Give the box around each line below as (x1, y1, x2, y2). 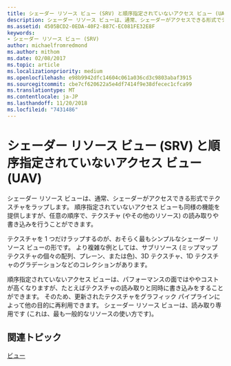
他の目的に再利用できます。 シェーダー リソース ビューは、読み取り (24, 301, 216, 309)
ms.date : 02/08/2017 (7, 55, 67, 62)
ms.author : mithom (7, 49, 60, 56)
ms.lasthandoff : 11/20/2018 (7, 100, 88, 107)
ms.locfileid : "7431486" (7, 106, 78, 113)
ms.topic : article (7, 61, 60, 68)
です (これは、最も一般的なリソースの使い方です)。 (12, 309, 158, 318)
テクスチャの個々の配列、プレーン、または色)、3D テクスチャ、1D (7, 252, 194, 260)
